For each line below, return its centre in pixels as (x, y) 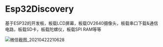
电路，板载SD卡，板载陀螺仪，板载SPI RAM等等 (53, 29)
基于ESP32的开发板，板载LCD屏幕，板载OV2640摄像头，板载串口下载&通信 (81, 23)
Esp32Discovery (40, 9)
